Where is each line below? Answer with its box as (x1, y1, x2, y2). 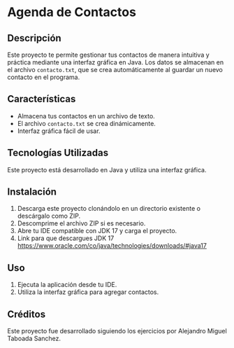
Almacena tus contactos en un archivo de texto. (17, 111, 155, 120)
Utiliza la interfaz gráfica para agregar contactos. (17, 288, 159, 296)
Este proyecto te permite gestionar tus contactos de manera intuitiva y (7, 50, 210, 59)
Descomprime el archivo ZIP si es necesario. (17, 219, 146, 228)
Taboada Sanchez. (7, 334, 61, 343)
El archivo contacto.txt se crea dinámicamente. (17, 119, 156, 127)
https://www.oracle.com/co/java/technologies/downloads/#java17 (17, 242, 207, 250)
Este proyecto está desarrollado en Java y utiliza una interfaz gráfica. (7, 165, 207, 174)
